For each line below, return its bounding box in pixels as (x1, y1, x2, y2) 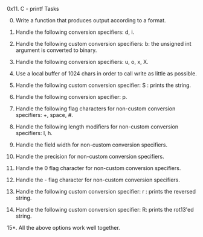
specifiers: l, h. (15, 130, 53, 136)
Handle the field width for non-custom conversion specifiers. (15, 141, 168, 148)
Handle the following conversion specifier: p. (15, 93, 127, 100)
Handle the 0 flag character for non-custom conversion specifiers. (15, 165, 181, 171)
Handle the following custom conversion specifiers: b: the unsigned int (15, 40, 192, 47)
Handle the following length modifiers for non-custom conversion (15, 123, 179, 130)
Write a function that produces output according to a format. (15, 17, 166, 24)
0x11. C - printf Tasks (7, 5, 59, 12)
